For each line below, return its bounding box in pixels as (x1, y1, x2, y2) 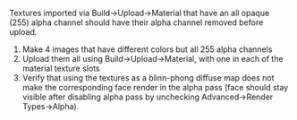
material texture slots (21, 63, 100, 73)
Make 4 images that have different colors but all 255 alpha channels (21, 44, 273, 55)
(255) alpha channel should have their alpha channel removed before (9, 17, 264, 28)
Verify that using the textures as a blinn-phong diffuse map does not (21, 73, 275, 83)
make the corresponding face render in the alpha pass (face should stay (21, 82, 289, 92)
